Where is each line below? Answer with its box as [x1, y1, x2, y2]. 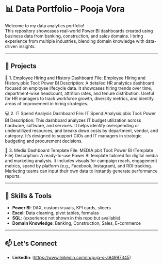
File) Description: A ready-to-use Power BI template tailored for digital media [5, 152, 158, 158]
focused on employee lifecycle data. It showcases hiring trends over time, [5, 85, 153, 91]
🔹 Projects [5, 62, 37, 70]
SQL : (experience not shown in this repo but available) [12, 215, 121, 221]
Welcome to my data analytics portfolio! [5, 22, 84, 29]
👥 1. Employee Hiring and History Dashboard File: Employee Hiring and [5, 75, 146, 81]
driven [5, 43, 18, 49]
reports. [5, 173, 21, 179]
